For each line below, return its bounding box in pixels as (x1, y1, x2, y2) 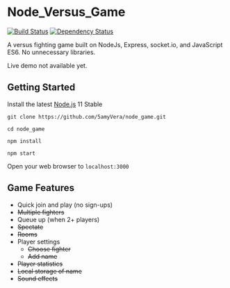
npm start (7, 150, 36, 157)
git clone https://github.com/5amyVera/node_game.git (7, 113, 167, 120)
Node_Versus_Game (7, 4, 126, 20)
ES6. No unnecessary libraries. (7, 48, 96, 56)
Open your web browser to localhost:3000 (7, 162, 129, 170)
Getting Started (7, 81, 76, 94)
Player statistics (17, 260, 63, 268)
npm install (7, 137, 42, 144)
